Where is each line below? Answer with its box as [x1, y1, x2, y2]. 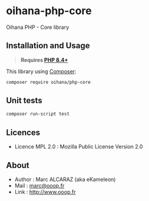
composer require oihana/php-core [6, 79, 91, 85]
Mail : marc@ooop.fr [14, 182, 65, 189]
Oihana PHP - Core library [6, 24, 69, 31]
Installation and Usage [6, 41, 90, 51]
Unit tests [6, 95, 42, 106]
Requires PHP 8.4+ [20, 56, 68, 63]
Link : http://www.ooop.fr [14, 188, 76, 195]
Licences [6, 127, 41, 137]
